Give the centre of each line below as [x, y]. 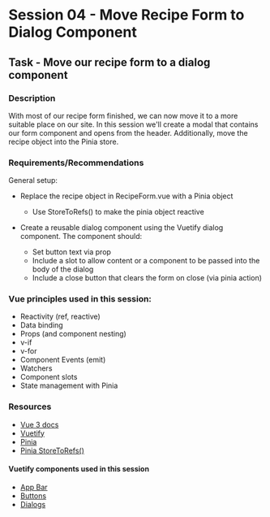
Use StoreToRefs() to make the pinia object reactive [118, 212]
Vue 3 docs [39, 424]
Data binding [41, 325]
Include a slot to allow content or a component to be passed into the [146, 261]
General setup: [33, 180]
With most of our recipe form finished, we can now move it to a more [123, 115]
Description [32, 98]
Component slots [49, 377]
